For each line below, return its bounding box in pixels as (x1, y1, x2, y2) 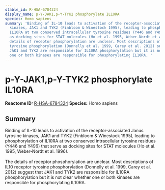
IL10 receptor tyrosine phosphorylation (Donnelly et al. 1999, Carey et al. (5, 164, 151, 170)
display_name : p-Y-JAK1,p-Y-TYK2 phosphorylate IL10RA (5, 12, 120, 17)
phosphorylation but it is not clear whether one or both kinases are (5, 174, 140, 180)
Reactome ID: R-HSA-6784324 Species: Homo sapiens (5, 100, 118, 106)
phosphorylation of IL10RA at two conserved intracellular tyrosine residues (5, 138, 156, 144)
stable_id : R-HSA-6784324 (5, 7, 58, 12)
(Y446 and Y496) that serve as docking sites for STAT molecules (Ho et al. (5, 143, 156, 149)
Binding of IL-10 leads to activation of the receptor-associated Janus (5, 128, 144, 134)
